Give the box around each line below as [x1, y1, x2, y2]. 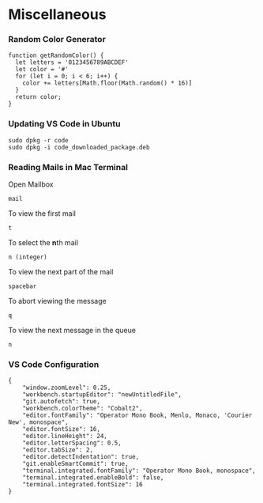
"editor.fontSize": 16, [22, 425, 101, 433]
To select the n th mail [8, 238, 79, 248]
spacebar [8, 282, 37, 290]
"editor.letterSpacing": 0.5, [22, 439, 122, 448]
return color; [15, 93, 62, 101]
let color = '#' [15, 66, 69, 74]
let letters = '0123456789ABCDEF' [15, 59, 129, 66]
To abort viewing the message [8, 297, 107, 306]
